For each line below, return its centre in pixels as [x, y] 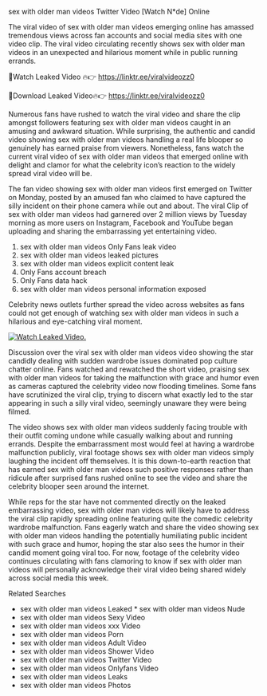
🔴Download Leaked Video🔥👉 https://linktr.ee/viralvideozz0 [107, 96]
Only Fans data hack [53, 281]
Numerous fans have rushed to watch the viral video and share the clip [124, 114]
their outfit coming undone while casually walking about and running [121, 435]
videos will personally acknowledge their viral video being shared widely [127, 570]
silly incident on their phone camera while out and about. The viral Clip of [128, 206]
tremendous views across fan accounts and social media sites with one [125, 35]
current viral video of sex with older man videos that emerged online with [128, 156]
